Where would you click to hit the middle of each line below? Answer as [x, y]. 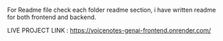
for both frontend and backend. [52, 17]
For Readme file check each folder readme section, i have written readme [111, 10]
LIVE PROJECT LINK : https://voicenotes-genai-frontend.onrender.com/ [109, 30]
